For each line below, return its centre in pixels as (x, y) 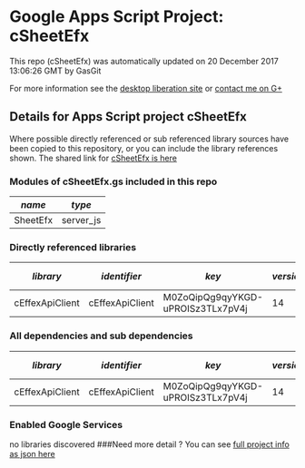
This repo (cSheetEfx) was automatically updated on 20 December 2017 (144, 61)
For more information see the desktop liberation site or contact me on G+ (146, 88)
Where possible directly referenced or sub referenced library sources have (149, 139)
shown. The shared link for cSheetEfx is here (93, 158)
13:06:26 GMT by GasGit (55, 71)
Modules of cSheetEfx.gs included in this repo (113, 181)
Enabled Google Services (66, 424)
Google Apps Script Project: (117, 17)
